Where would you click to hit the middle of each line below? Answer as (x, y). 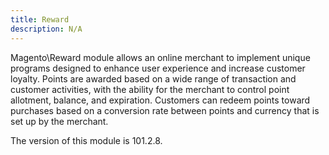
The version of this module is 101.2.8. (86, 140)
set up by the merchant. (59, 121)
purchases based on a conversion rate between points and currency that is (165, 110)
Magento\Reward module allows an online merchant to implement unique (160, 57)
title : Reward (40, 19)
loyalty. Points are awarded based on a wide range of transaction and (153, 78)
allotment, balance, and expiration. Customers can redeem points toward (160, 100)
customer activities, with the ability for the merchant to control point (150, 89)
